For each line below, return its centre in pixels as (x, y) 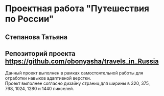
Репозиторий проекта (40, 54)
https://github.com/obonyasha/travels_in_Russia (82, 61)
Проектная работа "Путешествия (77, 9)
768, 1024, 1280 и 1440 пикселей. (40, 89)
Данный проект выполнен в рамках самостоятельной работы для (74, 73)
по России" (29, 19)
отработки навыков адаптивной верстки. (48, 78)
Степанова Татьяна (36, 37)
